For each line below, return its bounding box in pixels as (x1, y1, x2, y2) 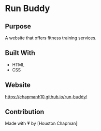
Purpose (5, 22, 31, 30)
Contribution (5, 108, 44, 116)
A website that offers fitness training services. (5, 35, 97, 41)
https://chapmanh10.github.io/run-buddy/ (5, 94, 87, 100)
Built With (5, 49, 35, 57)
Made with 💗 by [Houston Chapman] (5, 120, 78, 126)
